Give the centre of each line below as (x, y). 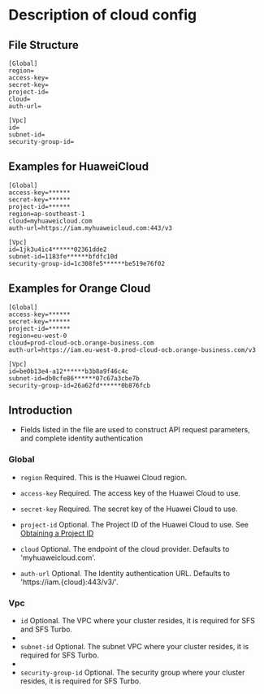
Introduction (41, 411)
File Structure (43, 45)
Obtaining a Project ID (57, 533)
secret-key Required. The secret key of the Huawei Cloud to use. (129, 509)
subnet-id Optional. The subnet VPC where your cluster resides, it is (134, 647)
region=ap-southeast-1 (47, 214)
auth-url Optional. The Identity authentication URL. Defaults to (125, 573)
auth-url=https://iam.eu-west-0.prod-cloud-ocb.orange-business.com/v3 (132, 350)
